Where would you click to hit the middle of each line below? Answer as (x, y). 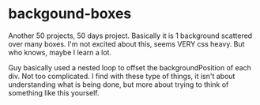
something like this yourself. (54, 92)
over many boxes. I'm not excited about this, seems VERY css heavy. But (126, 43)
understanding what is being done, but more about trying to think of (119, 84)
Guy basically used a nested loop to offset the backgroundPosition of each (130, 67)
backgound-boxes (70, 14)
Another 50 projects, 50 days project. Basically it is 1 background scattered (130, 36)
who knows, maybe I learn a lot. (60, 52)
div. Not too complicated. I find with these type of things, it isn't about (122, 76)
